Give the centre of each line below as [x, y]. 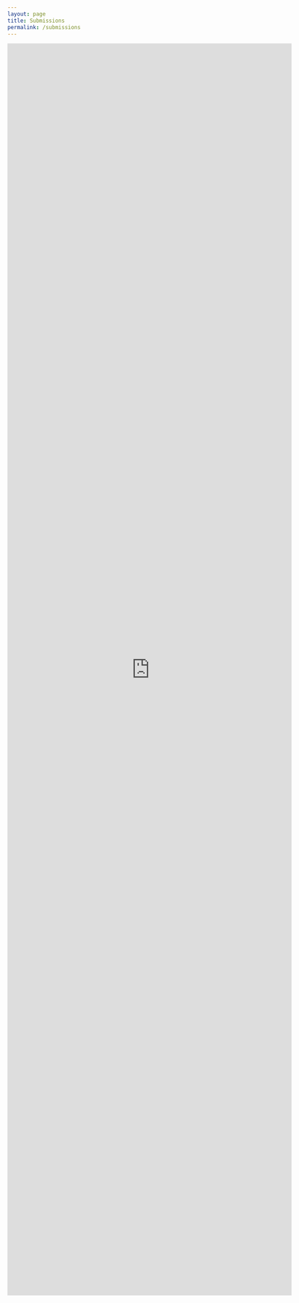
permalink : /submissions [44, 27]
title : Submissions [36, 21]
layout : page [27, 14]
